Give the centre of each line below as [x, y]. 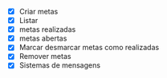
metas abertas [43, 38]
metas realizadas [47, 29]
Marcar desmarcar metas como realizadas [89, 48]
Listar [29, 21]
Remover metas [45, 57]
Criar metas [39, 12]
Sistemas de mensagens [60, 65]
